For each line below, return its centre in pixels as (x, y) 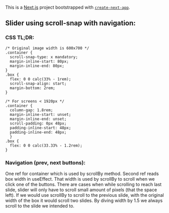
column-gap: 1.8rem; (31, 110)
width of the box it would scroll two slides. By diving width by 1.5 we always (84, 200)
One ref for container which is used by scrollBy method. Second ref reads (82, 174)
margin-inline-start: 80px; (39, 61)
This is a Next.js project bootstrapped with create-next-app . (68, 7)
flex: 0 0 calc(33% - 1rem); (40, 79)
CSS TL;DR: (20, 37)
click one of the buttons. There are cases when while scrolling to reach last (83, 184)
